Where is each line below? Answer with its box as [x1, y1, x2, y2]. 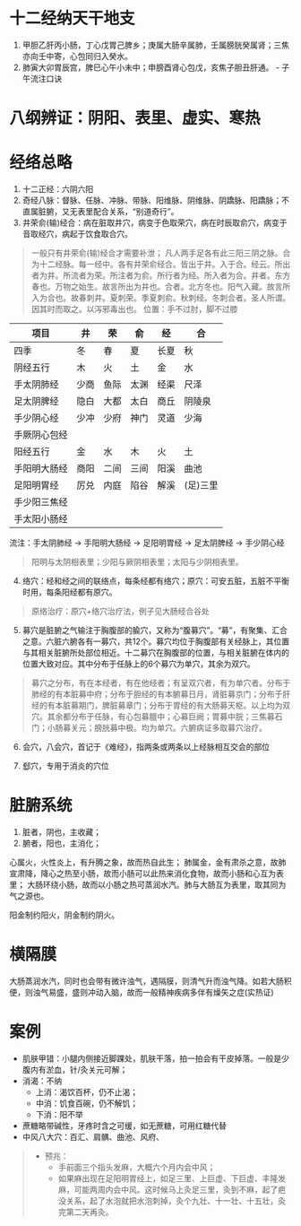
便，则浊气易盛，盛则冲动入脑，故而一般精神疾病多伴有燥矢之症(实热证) [9, 987, 275, 997]
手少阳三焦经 [13, 496, 69, 509]
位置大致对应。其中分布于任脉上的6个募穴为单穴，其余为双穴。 [21, 658, 255, 669]
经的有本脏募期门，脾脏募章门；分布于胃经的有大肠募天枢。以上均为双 [30, 700, 291, 711]
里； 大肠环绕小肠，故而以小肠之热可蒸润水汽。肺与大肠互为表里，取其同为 [9, 880, 287, 890]
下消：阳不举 [35, 1109, 83, 1119]
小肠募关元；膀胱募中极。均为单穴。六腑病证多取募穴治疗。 [47, 723, 267, 734]
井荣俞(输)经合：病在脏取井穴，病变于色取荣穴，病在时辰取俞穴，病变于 [21, 217, 288, 229]
